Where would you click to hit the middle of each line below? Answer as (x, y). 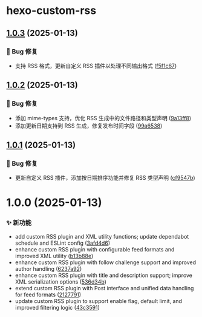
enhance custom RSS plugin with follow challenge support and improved (106, 262)
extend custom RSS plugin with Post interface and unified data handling (104, 288)
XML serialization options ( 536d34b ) (61, 281)
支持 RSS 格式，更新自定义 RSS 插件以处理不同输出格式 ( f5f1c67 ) (96, 66)
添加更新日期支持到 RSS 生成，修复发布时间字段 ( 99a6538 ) (89, 126)
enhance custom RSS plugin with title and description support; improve (103, 275)
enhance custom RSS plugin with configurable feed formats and (95, 249)
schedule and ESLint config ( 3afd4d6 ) (63, 243)
